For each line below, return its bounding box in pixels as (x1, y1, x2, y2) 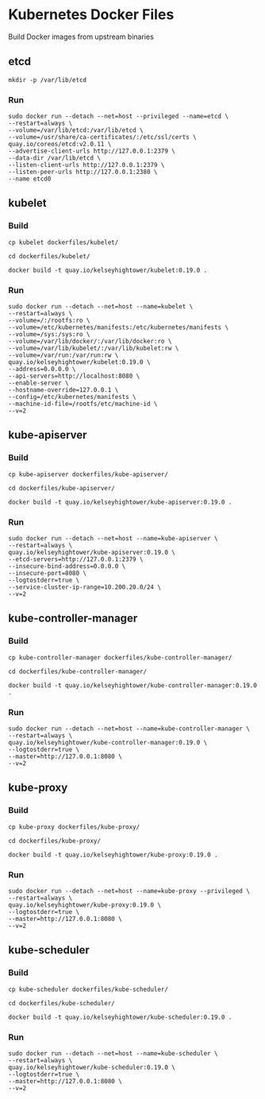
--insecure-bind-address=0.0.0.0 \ (8, 563, 126, 571)
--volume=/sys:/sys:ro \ (8, 331, 90, 339)
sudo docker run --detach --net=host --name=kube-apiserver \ (8, 535, 218, 543)
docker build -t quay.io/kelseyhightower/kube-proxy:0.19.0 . (8, 850, 218, 859)
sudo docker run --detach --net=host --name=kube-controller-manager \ (8, 725, 250, 733)
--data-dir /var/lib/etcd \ (8, 154, 102, 162)
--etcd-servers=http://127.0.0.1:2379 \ (8, 555, 144, 563)
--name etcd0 (8, 175, 52, 184)
